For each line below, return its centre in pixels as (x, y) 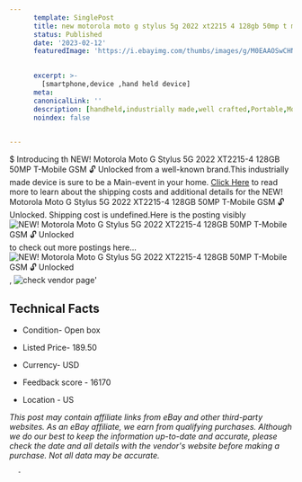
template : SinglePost (74, 18)
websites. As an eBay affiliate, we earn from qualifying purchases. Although (151, 426)
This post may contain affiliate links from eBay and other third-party (136, 417)
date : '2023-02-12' (69, 43)
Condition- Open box (61, 330)
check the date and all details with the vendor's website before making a (145, 445)
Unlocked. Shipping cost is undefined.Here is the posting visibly (128, 215)
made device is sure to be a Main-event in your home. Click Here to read (144, 183)
